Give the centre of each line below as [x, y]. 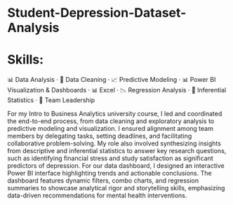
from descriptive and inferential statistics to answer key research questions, [117, 151]
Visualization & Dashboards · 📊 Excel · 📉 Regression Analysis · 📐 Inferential [117, 90]
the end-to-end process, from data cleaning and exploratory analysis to [111, 121]
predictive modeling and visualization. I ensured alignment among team [111, 129]
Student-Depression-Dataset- [97, 13]
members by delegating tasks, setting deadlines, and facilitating [100, 136]
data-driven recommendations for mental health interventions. [97, 196]
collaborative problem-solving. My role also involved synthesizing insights [114, 143]
